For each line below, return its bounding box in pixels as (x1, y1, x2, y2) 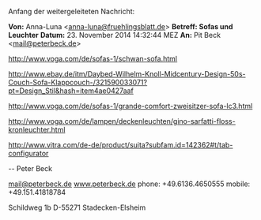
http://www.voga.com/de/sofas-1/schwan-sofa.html (8, 54, 178, 63)
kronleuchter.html (8, 125, 66, 134)
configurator (8, 149, 49, 158)
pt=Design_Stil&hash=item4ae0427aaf (8, 86, 134, 95)
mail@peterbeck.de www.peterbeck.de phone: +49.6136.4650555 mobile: (8, 179, 251, 188)
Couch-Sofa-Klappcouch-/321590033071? (8, 78, 148, 87)
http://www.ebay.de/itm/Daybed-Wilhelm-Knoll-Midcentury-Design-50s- (8, 69, 246, 78)
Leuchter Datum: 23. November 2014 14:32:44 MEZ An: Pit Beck (8, 31, 221, 39)
